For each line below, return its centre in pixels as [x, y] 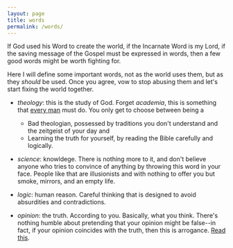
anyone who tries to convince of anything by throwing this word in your [119, 167]
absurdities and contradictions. [61, 202]
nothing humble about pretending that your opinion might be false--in [116, 223]
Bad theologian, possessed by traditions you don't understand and [123, 124]
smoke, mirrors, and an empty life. [66, 181]
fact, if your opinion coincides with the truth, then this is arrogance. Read [121, 231]
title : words [26, 20]
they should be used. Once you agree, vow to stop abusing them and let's [113, 82]
